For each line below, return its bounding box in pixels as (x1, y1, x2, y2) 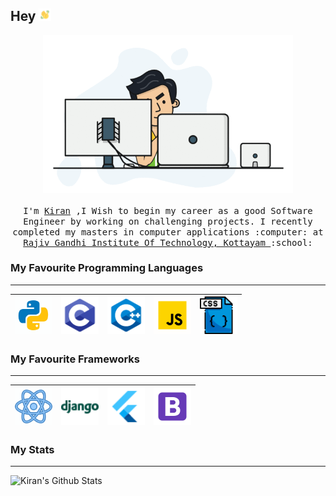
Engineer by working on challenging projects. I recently (23, 215, 313, 227)
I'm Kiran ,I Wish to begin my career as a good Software (23, 205, 313, 216)
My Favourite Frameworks (10, 352, 140, 366)
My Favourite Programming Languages (10, 261, 204, 275)
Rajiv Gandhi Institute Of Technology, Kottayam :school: (23, 237, 313, 248)
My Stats (10, 443, 55, 457)
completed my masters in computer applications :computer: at (12, 226, 324, 238)
